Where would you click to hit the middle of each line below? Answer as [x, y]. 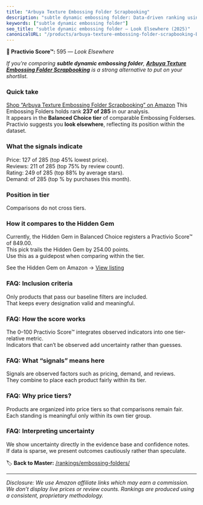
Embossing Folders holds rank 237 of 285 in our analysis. [78, 111]
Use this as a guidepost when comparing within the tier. [76, 256]
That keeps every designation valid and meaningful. [71, 303]
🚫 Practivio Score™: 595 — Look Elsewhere [60, 51]
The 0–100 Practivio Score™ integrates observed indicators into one [90, 332]
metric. [35, 338]
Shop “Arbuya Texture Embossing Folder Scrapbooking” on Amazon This [97, 105]
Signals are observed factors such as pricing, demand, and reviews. [91, 374]
